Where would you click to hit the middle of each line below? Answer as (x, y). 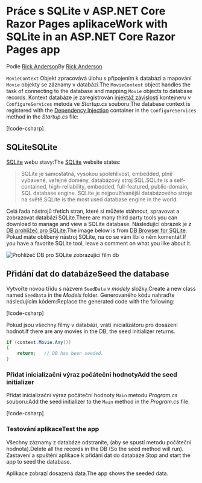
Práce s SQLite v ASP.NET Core (86, 11)
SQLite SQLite (32, 147)
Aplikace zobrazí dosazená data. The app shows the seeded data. (87, 473)
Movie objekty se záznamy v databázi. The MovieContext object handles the (99, 84)
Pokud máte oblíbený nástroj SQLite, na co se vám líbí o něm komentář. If (96, 236)
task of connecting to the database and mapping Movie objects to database (99, 91)
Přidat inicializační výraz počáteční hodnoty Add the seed (92, 374)
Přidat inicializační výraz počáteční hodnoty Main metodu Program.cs (92, 395)
